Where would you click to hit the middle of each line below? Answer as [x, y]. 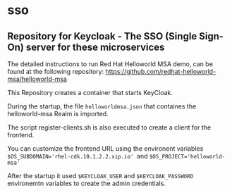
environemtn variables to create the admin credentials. [86, 183]
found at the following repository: [56, 71]
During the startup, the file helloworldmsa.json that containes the [102, 106]
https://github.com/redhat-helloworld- [161, 71]
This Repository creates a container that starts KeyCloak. [90, 93]
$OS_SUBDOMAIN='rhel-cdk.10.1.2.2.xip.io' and [78, 156]
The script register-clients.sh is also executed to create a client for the [109, 127]
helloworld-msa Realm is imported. [58, 114]
